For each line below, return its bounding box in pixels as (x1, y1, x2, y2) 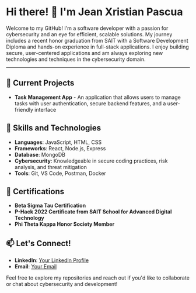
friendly (14, 106, 34, 113)
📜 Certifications (6, 187, 65, 197)
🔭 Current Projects (6, 78, 75, 88)
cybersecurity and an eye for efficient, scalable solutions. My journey (6, 30, 173, 37)
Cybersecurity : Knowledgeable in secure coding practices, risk (14, 157, 168, 164)
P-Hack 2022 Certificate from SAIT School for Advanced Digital (14, 208, 172, 215)
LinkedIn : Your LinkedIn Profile (14, 257, 89, 264)
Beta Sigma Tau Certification (14, 202, 86, 209)
